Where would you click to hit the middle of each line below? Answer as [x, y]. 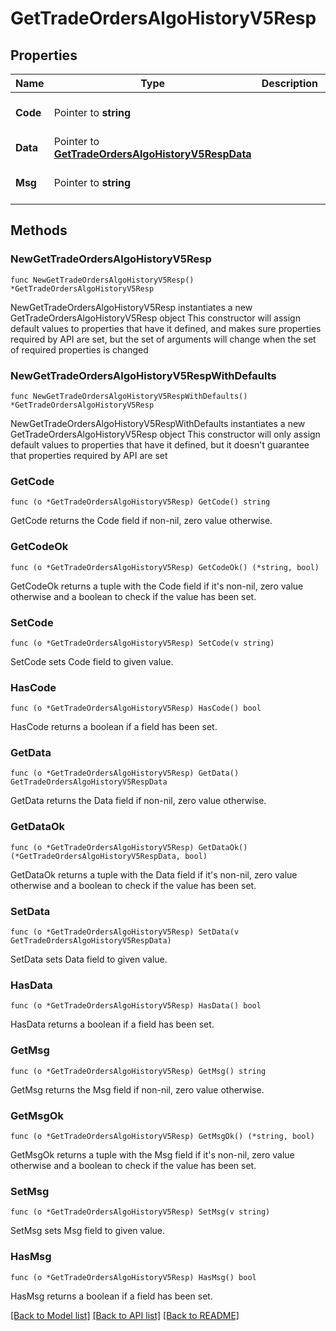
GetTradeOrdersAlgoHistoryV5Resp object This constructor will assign [155, 318]
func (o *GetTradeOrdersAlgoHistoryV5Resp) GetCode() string [140, 502]
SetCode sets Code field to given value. [92, 661]
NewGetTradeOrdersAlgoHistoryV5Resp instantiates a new [131, 307]
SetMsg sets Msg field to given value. [88, 1231]
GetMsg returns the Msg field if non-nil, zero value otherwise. [137, 1089]
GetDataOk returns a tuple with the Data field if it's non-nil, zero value [154, 874]
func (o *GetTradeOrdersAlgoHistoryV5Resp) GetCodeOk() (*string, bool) [165, 567]
